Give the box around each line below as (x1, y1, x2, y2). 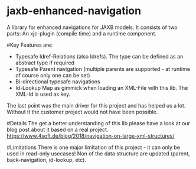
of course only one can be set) (15, 71, 90, 79)
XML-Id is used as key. (15, 90, 71, 97)
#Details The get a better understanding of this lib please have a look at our (6, 119, 191, 126)
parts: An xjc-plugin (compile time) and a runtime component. (6, 30, 157, 37)
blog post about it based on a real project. (6, 126, 109, 133)
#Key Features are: (6, 41, 53, 48)
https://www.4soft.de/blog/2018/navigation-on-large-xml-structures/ (6, 132, 175, 139)
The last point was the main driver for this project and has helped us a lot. (6, 102, 186, 109)
